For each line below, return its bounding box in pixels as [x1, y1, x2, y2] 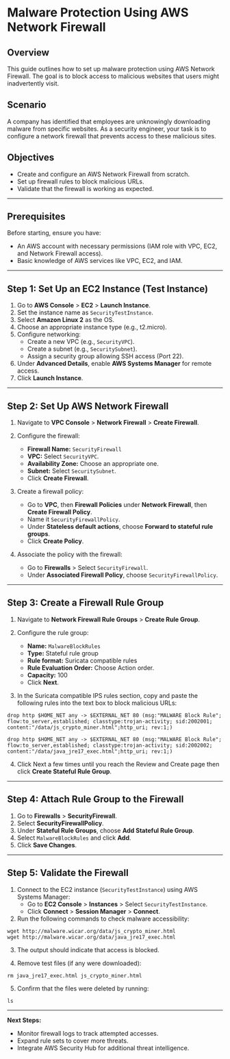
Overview [7, 47, 50, 58]
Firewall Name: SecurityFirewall [27, 445, 122, 453]
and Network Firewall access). [16, 249, 103, 258]
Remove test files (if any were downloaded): [16, 959, 142, 967]
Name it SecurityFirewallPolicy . [27, 515, 120, 523]
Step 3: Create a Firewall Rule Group [7, 597, 164, 609]
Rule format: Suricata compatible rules [27, 656, 138, 664]
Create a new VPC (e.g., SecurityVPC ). [27, 338, 135, 346]
